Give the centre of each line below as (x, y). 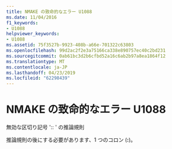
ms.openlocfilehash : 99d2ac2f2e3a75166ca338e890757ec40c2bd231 (86, 51)
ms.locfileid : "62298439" (38, 78)
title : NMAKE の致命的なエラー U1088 (49, 12)
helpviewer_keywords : (33, 34)
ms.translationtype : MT (36, 61)
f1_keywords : (22, 23)
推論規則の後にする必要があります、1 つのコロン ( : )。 (71, 140)
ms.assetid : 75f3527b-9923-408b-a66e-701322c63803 (70, 45)
